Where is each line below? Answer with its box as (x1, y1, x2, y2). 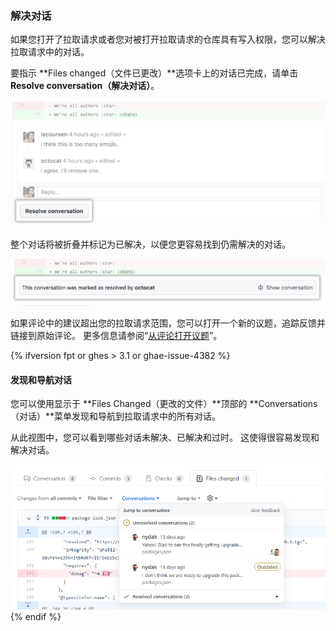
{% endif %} (10, 610, 62, 622)
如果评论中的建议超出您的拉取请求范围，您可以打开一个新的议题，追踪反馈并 (10, 317, 326, 329)
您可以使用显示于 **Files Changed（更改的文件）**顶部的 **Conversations (10, 398, 318, 410)
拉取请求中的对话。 (10, 46, 90, 58)
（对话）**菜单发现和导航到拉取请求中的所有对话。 (10, 410, 222, 422)
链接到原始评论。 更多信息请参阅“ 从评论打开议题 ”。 (10, 329, 223, 341)
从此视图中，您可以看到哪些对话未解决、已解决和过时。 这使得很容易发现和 (10, 432, 320, 444)
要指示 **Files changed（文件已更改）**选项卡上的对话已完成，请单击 (10, 67, 299, 79)
